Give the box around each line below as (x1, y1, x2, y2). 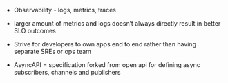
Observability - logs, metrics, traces (13, 6, 116, 14)
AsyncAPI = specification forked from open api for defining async (13, 61, 200, 68)
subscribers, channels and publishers (13, 68, 121, 76)
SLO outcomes (13, 27, 57, 35)
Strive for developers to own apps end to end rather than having (13, 40, 197, 48)
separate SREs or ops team (13, 48, 92, 55)
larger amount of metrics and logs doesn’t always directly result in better (13, 19, 221, 27)
